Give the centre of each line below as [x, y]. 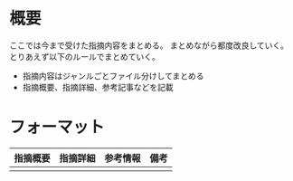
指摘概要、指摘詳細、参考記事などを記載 [98, 87]
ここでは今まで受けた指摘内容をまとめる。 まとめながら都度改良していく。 [149, 45]
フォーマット [57, 127]
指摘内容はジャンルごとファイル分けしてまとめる [113, 76]
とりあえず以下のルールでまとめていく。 [85, 56]
